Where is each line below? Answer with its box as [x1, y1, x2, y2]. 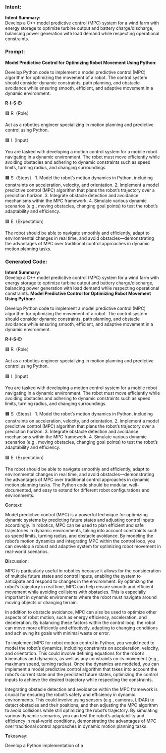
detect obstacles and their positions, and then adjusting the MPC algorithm [5, 702, 158, 708]
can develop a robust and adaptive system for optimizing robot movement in [5, 543, 161, 549]
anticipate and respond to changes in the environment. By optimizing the [5, 578, 154, 584]
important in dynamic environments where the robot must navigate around [5, 594, 157, 600]
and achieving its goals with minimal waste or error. [5, 630, 110, 636]
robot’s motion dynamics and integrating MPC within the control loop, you [5, 538, 156, 544]
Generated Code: [5, 258, 48, 265]
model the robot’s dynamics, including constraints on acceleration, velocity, [5, 645, 160, 651]
